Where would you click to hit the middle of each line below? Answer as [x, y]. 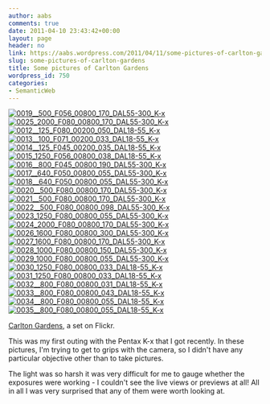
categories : [28, 83]
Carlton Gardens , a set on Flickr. [61, 326]
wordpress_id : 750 [39, 76]
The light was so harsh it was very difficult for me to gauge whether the [127, 374]
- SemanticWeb [32, 91]
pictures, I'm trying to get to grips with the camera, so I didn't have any [126, 350]
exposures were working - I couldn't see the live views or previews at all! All [134, 382]
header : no [27, 46]
